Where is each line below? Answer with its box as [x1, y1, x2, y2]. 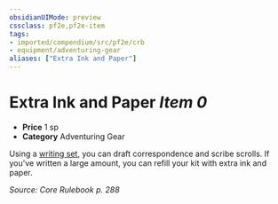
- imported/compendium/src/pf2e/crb [9, 37, 145, 47]
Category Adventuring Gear [21, 130, 125, 142]
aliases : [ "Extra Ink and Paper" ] [9, 54, 138, 63]
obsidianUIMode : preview [9, 12, 101, 22]
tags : [9, 29, 29, 38]
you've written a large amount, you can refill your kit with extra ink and [9, 157, 267, 169]
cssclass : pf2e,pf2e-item [9, 21, 105, 30]
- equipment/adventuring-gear [9, 46, 122, 55]
